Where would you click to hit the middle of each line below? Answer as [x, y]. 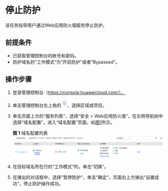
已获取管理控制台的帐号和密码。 [46, 55]
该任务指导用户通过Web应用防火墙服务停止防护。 [56, 25]
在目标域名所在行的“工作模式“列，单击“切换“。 [61, 167]
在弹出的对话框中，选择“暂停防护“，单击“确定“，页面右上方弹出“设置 [83, 177]
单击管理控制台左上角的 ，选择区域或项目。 [60, 105]
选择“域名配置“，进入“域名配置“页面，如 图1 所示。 [64, 122]
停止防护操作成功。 [43, 183]
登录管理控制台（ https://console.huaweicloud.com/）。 [69, 92]
